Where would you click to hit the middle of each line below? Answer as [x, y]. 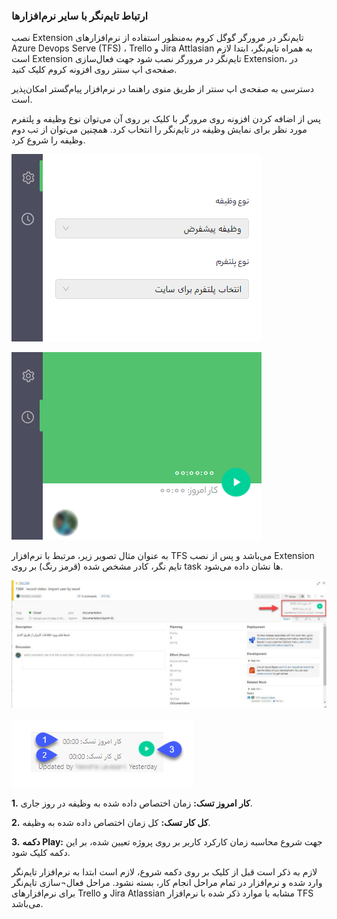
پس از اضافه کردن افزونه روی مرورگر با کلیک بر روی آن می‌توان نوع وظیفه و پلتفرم [166, 119]
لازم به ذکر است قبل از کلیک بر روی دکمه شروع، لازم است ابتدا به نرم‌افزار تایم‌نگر [164, 872]
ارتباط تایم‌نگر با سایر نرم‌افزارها [80, 16]
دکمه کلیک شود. [41, 853]
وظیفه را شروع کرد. [48, 140]
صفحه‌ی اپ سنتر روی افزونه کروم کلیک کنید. [94, 70]
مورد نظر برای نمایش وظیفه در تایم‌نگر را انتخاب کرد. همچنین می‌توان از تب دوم [159, 130]
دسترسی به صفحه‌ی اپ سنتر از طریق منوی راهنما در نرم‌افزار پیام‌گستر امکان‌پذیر [162, 89]
